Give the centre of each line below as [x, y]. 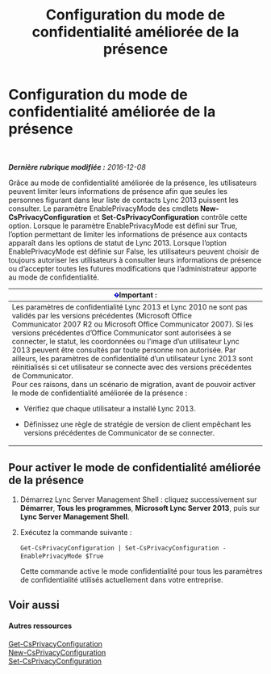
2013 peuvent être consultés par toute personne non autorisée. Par [124, 350]
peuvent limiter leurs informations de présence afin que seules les [118, 191]
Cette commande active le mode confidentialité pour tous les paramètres [141, 571]
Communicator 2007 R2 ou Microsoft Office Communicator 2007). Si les [133, 324]
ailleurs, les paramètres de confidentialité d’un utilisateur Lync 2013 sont [132, 358]
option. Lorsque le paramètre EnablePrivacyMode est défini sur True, [123, 225]
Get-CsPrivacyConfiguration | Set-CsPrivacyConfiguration [119, 548]
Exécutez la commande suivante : [76, 532]
